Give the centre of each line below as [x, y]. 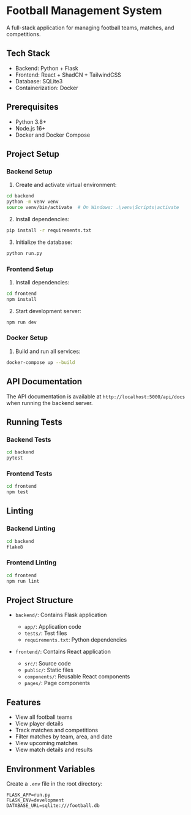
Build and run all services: [48, 351]
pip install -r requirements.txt [49, 230]
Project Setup [33, 154]
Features [24, 702]
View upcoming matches [47, 743]
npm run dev [21, 322]
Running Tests [34, 422]
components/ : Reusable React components [77, 677]
